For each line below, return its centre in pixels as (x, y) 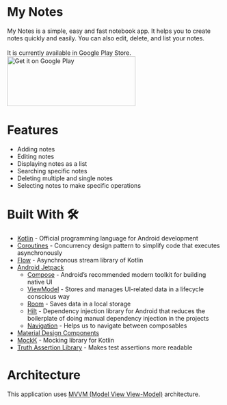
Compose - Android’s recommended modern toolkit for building (117, 274)
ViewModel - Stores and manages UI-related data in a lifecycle (115, 289)
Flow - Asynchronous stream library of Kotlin (80, 260)
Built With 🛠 (43, 215)
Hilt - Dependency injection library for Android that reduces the (116, 311)
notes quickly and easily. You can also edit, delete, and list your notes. (106, 38)
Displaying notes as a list (52, 163)
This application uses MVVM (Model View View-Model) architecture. (104, 394)
